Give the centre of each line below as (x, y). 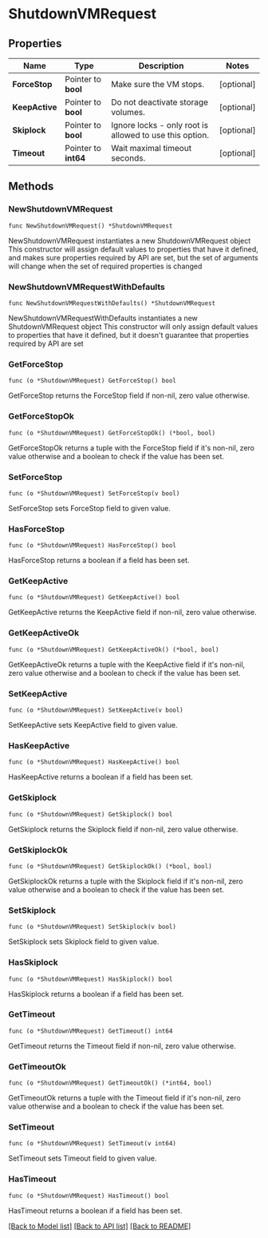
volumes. (128, 112)
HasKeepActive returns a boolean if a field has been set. (101, 777)
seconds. (128, 158)
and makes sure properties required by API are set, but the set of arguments (133, 257)
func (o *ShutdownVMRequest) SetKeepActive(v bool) (96, 710)
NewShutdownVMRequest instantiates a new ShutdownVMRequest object (130, 240)
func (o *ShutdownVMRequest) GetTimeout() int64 (91, 1031)
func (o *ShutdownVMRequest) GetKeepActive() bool (94, 597)
